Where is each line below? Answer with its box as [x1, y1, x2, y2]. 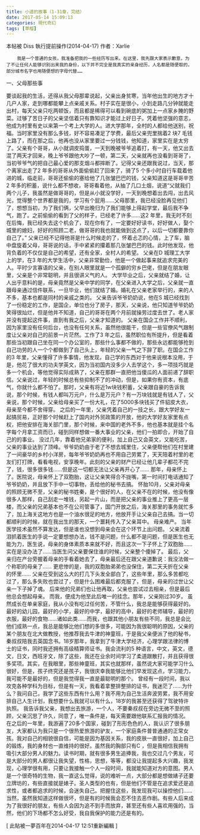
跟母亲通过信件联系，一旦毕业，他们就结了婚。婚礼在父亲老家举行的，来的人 [6, 286, 194, 293]
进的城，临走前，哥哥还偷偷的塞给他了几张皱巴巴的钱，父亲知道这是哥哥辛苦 [6, 175, 194, 182]
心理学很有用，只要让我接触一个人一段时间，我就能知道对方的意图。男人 [16, 764, 194, 772]
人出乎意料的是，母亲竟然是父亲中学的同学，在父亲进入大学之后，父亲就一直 [6, 279, 194, 286]
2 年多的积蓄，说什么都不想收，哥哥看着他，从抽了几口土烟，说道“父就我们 [6, 182, 190, 189]
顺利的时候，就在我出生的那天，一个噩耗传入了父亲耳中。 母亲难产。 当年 [11, 518, 192, 525]
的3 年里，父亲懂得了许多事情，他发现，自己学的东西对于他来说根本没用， [6, 354, 189, 361]
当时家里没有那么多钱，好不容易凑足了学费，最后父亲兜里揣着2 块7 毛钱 [16, 130, 193, 137]
